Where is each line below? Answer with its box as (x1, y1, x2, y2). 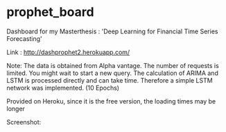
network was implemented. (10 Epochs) (6, 83, 119, 92)
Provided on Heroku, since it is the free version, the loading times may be (6, 97, 216, 105)
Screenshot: (6, 117, 42, 126)
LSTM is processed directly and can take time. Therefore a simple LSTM (6, 76, 213, 84)
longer (6, 104, 26, 113)
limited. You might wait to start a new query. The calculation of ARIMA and (6, 69, 219, 77)
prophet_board (6, 4, 94, 20)
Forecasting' (6, 34, 42, 42)
